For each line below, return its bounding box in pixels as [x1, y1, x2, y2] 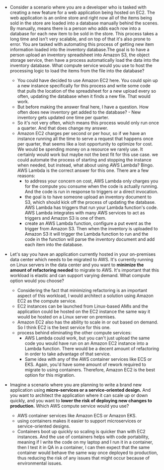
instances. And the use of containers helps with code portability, [17, 434, 150, 440]
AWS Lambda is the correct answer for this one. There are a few [17, 167, 149, 173]
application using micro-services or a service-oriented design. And [9, 387, 151, 393]
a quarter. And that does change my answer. [17, 125, 108, 131]
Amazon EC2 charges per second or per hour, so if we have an [17, 131, 146, 136]
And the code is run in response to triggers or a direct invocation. [24, 189, 159, 194]
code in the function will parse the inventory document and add [24, 236, 155, 242]
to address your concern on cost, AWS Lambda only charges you [24, 178, 159, 184]
